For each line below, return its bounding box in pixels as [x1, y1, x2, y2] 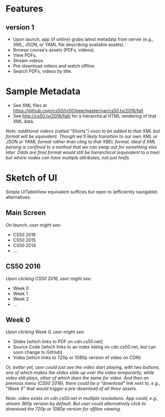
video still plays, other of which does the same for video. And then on [5, 375, 149, 381]
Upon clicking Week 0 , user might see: [5, 329, 85, 335]
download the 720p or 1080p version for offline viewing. [5, 406, 121, 412]
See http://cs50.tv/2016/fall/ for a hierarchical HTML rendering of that [12, 113, 156, 119]
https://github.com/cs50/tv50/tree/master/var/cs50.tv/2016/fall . [12, 107, 144, 113]
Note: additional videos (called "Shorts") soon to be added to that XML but [5, 128, 160, 134]
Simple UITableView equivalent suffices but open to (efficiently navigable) [5, 188, 158, 194]
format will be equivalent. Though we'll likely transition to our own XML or [5, 133, 158, 139]
